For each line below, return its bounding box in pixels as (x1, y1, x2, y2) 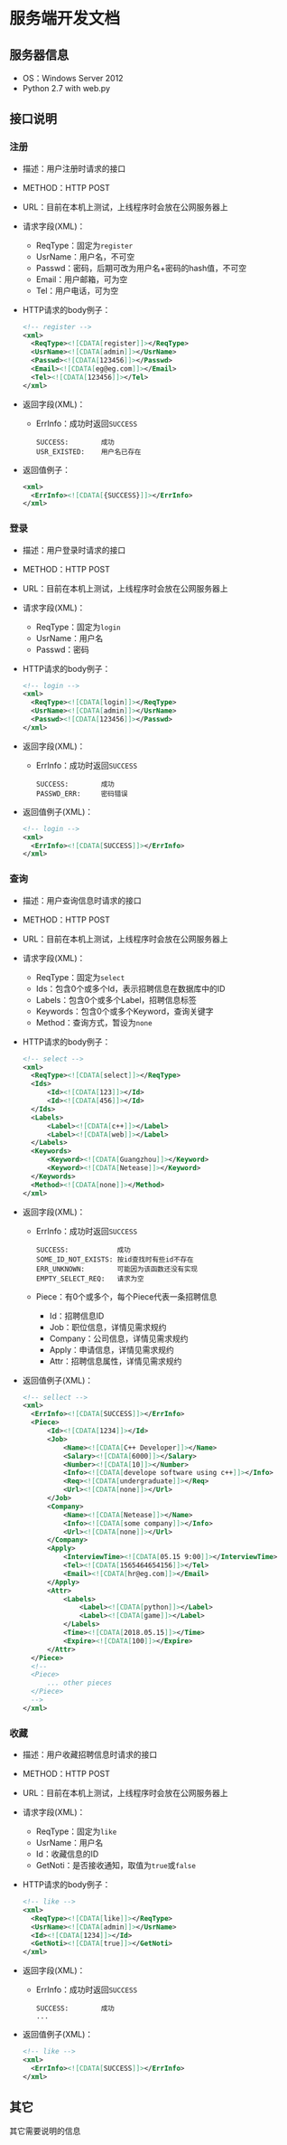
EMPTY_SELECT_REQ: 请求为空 (35, 1274, 144, 1283)
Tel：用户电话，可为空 (35, 285, 119, 296)
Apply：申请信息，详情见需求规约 (49, 1344, 174, 1355)
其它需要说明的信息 (9, 2125, 81, 2136)
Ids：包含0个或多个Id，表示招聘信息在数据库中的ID (35, 983, 226, 994)
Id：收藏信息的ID (35, 1848, 99, 1859)
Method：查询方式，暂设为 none (35, 1016, 153, 1027)
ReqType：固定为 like (35, 1826, 117, 1837)
